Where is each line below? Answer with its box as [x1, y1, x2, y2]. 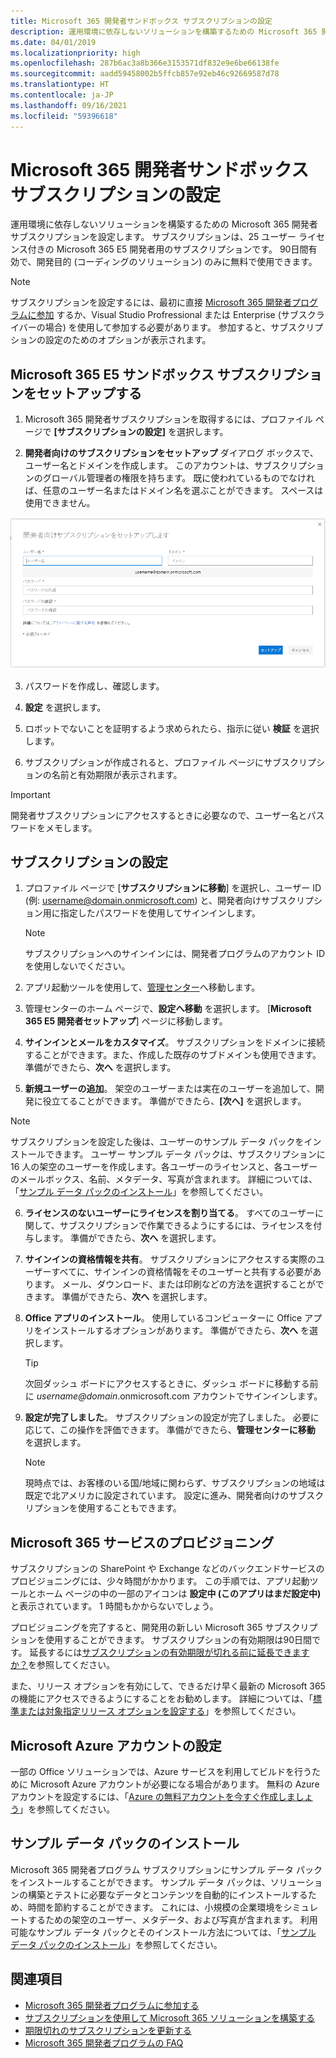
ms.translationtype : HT [10, 80, 110, 90]
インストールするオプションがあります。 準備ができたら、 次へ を [42, 1325, 310, 1337]
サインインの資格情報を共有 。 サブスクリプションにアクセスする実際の [24, 1253, 317, 1265]
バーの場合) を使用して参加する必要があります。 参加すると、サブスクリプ [18, 321, 324, 334]
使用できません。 [24, 497, 96, 509]
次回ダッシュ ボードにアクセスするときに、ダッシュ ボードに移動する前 [24, 1378, 319, 1390]
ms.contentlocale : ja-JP [10, 90, 114, 100]
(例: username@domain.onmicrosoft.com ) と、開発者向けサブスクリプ [24, 895, 315, 907]
